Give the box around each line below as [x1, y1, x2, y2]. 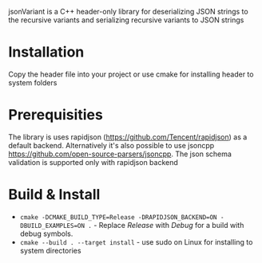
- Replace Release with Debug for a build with [93, 220, 244, 230]
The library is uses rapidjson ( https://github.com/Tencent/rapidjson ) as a [8, 131, 248, 142]
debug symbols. [19, 229, 73, 238]
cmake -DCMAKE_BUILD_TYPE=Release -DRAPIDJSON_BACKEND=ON [19, 213, 217, 222]
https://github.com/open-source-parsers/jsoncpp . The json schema [8, 149, 232, 159]
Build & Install [8, 186, 101, 204]
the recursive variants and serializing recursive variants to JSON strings [8, 15, 244, 25]
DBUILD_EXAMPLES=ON [19, 222, 85, 230]
